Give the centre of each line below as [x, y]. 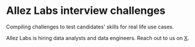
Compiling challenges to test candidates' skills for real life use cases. [90, 27]
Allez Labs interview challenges [86, 11]
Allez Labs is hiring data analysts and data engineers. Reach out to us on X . [98, 38]
